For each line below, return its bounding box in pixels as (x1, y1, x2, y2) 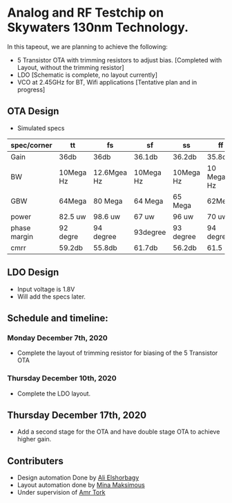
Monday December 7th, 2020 (7, 333, 108, 342)
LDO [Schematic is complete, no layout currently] (17, 71, 157, 79)
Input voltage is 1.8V (17, 285, 75, 293)
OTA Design (7, 105, 59, 117)
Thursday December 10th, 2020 (7, 373, 117, 383)
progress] (17, 85, 46, 94)
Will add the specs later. (17, 292, 86, 301)
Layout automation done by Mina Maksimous (17, 481, 145, 489)
